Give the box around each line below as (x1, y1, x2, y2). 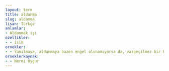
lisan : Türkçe (5, 21, 35, 26)
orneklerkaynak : (5, 53, 39, 59)
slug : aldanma (5, 16, 35, 21)
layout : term (5, 7, 33, 12)
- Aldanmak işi (5, 30, 37, 35)
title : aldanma (5, 12, 37, 17)
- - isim (5, 40, 24, 45)
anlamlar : (5, 26, 26, 31)
